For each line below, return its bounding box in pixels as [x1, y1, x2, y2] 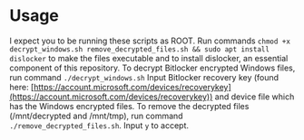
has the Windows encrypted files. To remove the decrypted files [9, 100, 250, 111]
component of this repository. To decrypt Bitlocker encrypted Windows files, [9, 62, 296, 73]
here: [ [9, 81, 34, 92]
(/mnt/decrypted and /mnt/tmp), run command [9, 110, 183, 121]
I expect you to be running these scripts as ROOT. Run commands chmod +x [9, 35, 290, 46]
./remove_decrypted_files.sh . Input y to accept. [9, 119, 189, 131]
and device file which [214, 91, 295, 102]
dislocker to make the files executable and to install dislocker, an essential [9, 52, 289, 63]
